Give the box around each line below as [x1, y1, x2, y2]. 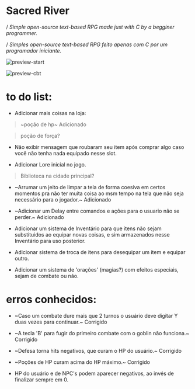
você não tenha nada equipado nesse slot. [14, 150, 117, 157]
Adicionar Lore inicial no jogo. [14, 161, 86, 168]
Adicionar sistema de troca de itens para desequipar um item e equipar [14, 248, 186, 255]
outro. [14, 255, 29, 262]
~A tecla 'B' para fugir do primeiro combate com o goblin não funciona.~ [14, 329, 190, 336]
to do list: [6, 91, 53, 103]
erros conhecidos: [6, 293, 97, 306]
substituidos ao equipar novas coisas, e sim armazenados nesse [14, 231, 170, 238]
